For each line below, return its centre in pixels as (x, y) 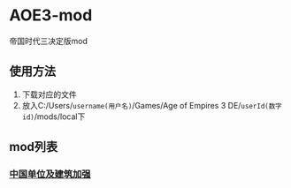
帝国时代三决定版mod (49, 41)
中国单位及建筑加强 (50, 175)
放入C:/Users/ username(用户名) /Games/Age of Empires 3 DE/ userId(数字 (152, 105)
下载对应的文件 (49, 94)
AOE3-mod (51, 15)
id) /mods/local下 (54, 117)
